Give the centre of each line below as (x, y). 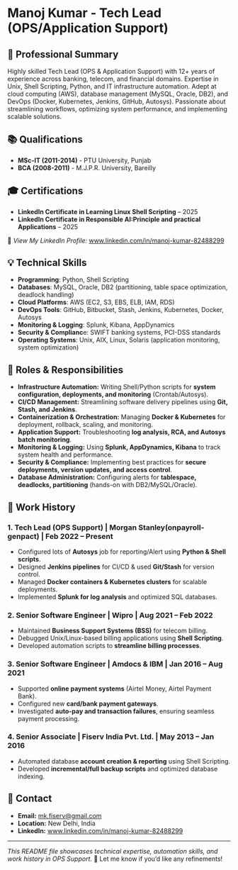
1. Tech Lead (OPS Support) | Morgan (72, 528)
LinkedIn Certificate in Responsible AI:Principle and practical (109, 219)
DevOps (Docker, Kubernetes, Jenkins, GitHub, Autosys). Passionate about (117, 101)
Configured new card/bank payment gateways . (88, 703)
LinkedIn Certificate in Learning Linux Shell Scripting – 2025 (108, 211)
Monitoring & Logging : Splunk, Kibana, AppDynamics (96, 325)
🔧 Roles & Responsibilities (66, 370)
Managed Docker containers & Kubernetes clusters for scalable (112, 581)
